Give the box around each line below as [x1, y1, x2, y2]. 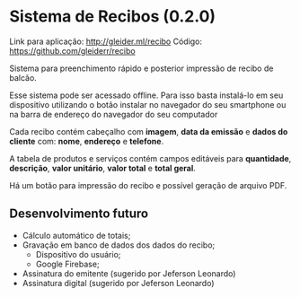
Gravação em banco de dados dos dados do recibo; [22, 240, 216, 250]
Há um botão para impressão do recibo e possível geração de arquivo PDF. [9, 179, 287, 190]
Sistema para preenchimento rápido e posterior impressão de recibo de [9, 63, 274, 74]
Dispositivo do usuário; [35, 249, 121, 259]
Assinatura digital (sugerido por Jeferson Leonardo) [22, 277, 215, 288]
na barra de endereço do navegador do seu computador [9, 109, 218, 119]
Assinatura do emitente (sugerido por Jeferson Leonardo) [22, 267, 236, 279]
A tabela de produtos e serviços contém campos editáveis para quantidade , [9, 153, 292, 163]
